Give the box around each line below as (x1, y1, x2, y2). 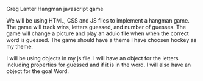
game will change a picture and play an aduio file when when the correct (6, 30, 189, 37)
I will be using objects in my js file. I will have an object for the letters (6, 55, 179, 62)
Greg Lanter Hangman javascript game (6, 5, 104, 12)
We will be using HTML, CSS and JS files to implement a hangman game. (6, 17, 190, 24)
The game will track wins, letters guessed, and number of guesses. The (6, 24, 187, 30)
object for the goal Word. (6, 68, 69, 75)
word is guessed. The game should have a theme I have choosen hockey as (6, 37, 197, 43)
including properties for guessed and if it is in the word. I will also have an (6, 61, 191, 68)
